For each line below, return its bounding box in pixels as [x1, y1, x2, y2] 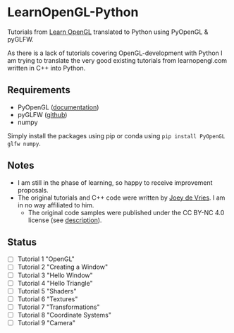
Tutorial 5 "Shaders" [17, 286, 77, 295]
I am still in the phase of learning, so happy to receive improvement [17, 178, 213, 187]
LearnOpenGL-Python [7, 4, 139, 20]
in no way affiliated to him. [17, 200, 94, 209]
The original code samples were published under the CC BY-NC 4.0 [27, 208, 225, 217]
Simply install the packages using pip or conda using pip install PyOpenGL [7, 131, 226, 140]
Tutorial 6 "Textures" [17, 294, 78, 303]
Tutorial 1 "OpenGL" [17, 255, 75, 263]
